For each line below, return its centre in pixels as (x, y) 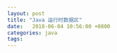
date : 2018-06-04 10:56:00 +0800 (59, 26)
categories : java (32, 33)
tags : (15, 39)
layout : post (26, 13)
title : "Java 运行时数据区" (45, 20)
